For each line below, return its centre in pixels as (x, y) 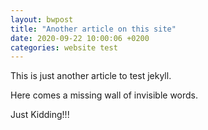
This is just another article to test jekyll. (91, 76)
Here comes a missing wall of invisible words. (104, 95)
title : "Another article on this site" (93, 29)
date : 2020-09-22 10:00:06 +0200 (80, 38)
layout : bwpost (42, 19)
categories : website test (64, 47)
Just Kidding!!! (40, 115)
